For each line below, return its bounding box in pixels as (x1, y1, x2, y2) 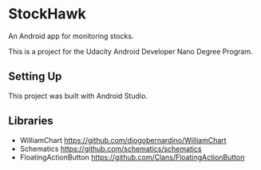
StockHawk (8, 5, 86, 23)
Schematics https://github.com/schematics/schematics (19, 144, 202, 153)
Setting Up (8, 69, 62, 84)
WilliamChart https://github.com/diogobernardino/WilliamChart (19, 135, 227, 144)
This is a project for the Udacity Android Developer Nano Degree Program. (8, 46, 253, 56)
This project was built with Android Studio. (8, 91, 148, 101)
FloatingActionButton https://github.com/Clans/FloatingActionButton (19, 152, 245, 162)
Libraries (8, 114, 53, 128)
